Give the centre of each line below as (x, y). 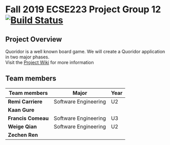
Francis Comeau (28, 118)
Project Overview (34, 39)
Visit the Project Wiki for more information (50, 62)
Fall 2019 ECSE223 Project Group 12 (83, 9)
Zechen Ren (23, 135)
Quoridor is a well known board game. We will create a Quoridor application (85, 51)
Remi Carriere (25, 101)
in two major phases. (27, 57)
